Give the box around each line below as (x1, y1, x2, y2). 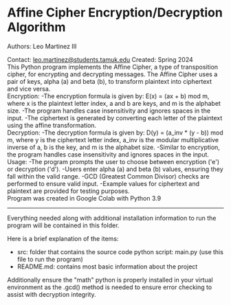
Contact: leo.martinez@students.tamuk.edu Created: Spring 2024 (7, 55, 194, 63)
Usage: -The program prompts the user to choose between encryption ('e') (7, 157, 220, 166)
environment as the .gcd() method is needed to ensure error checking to (7, 283, 212, 291)
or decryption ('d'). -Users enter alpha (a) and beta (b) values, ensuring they (7, 165, 223, 173)
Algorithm (7, 19, 66, 35)
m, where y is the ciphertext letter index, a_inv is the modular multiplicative (7, 135, 219, 144)
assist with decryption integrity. (7, 290, 96, 298)
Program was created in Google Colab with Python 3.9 (7, 194, 162, 202)
